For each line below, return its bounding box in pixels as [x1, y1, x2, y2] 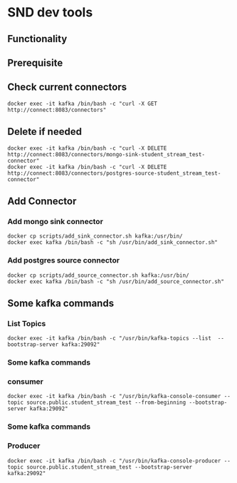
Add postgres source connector [7, 255, 120, 265]
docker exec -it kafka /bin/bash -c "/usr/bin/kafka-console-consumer [7, 393, 221, 400]
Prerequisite [7, 56, 63, 68]
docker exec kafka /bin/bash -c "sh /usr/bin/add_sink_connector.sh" [7, 239, 218, 246]
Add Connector [7, 195, 77, 207]
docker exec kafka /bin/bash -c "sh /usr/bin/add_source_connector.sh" [7, 278, 224, 285]
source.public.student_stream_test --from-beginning [26, 399, 186, 407]
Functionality [7, 33, 68, 45]
